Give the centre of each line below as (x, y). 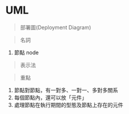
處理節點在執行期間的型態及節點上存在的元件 (69, 105)
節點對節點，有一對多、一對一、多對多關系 (66, 90)
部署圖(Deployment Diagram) (55, 27)
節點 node (26, 52)
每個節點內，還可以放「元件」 (50, 97)
